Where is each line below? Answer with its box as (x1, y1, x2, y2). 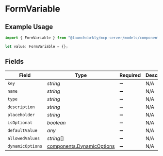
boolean (47, 119, 66, 126)
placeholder (7, 112, 35, 117)
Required (119, 71, 141, 78)
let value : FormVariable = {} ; (5, 44, 68, 49)
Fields (5, 57, 24, 66)
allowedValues (7, 135, 40, 141)
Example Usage (5, 23, 53, 31)
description (7, 104, 35, 110)
